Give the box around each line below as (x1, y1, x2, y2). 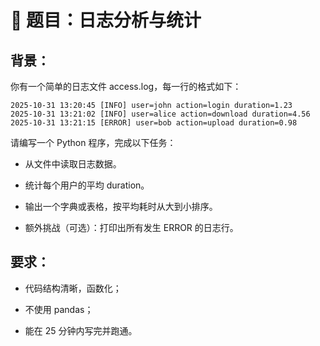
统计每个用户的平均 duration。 (24, 179, 150, 191)
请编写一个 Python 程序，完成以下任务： (10, 137, 177, 148)
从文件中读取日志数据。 (24, 158, 122, 170)
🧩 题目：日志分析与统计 (10, 9, 202, 32)
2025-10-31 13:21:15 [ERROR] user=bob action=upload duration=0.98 (10, 118, 298, 128)
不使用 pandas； (24, 303, 94, 315)
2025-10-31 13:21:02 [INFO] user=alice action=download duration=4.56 (10, 109, 311, 119)
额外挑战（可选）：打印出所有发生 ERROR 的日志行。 (24, 222, 239, 233)
